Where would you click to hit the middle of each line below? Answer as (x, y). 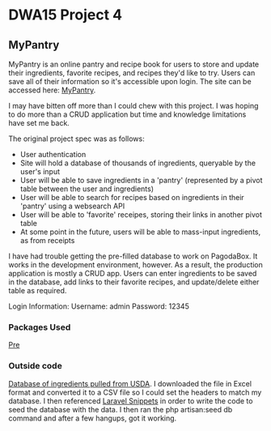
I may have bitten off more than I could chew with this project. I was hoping (133, 106)
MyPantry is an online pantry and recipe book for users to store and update (134, 64)
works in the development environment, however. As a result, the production (135, 265)
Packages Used (40, 327)
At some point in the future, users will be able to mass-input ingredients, (140, 232)
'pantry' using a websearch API (72, 206)
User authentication (53, 154)
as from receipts (47, 240)
